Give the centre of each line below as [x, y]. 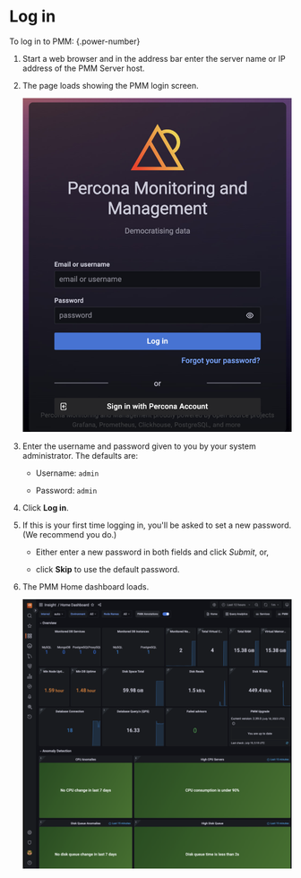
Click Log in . [45, 507]
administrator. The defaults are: [80, 455]
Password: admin [66, 490]
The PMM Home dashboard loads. [86, 586]
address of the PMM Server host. [83, 68]
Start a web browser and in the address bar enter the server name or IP [154, 58]
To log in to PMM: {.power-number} [75, 41]
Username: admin [67, 473]
